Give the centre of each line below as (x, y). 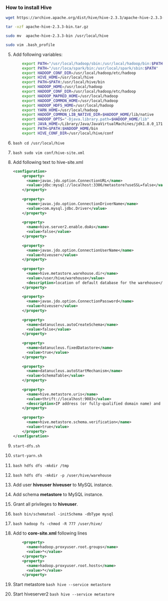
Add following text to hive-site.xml (48, 162)
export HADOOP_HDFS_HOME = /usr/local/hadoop (68, 105)
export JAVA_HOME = (41, 124)
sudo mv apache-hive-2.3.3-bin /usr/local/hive (57, 36)
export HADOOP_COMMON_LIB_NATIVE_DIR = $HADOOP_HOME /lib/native (88, 115)
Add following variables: (38, 54)
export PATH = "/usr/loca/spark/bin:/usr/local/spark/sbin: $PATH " (90, 68)
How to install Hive (29, 7)
